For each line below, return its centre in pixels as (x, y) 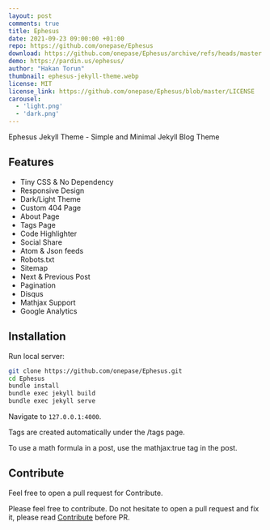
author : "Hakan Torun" (46, 69)
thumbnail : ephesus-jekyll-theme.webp (74, 76)
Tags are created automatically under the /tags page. (97, 432)
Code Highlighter (49, 233)
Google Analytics (49, 311)
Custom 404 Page (51, 207)
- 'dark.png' (38, 114)
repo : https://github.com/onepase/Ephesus (81, 46)
